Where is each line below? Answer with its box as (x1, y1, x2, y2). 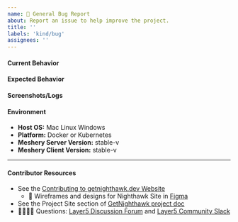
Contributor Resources (7, 168, 76, 177)
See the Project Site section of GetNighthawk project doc (17, 199, 185, 208)
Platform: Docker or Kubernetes (17, 131, 112, 139)
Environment (7, 107, 46, 116)
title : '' (7, 23, 37, 30)
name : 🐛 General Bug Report (7, 10, 91, 18)
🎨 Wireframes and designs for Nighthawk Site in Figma (28, 192, 188, 201)
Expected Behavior (7, 75, 65, 84)
